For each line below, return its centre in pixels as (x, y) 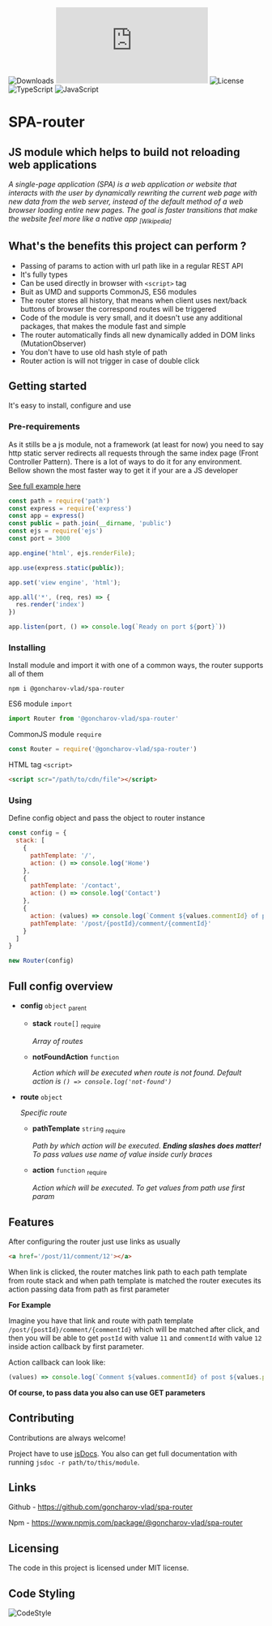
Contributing (41, 1419)
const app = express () (47, 516)
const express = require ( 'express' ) (70, 508)
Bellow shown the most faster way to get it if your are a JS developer (123, 470)
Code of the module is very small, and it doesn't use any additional (131, 317)
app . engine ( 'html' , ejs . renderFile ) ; (72, 553)
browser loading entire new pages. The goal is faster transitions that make (133, 210)
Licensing (34, 1548)
